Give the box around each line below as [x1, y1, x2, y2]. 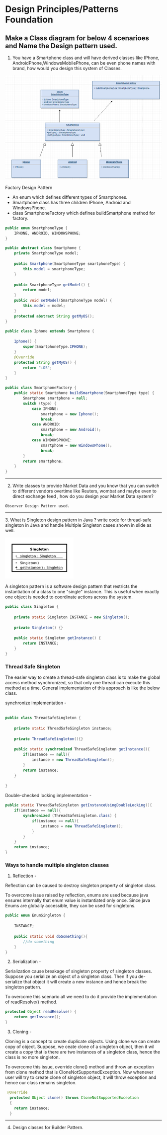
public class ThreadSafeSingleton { [5, 716, 81, 721]
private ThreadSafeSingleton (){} [14, 736, 83, 741]
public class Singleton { [5, 604, 59, 609]
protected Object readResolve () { [5, 1009, 77, 1014]
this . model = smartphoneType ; [23, 266, 85, 271]
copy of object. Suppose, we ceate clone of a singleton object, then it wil [5, 1044, 155, 1050]
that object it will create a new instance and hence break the [23, 979, 147, 985]
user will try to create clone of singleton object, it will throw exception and [5, 1074, 157, 1080]
